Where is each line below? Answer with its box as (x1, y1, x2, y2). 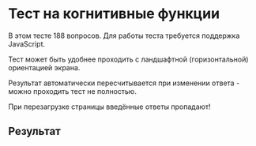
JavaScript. (8, 39, 46, 48)
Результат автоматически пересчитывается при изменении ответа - (8, 78, 240, 88)
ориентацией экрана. (8, 62, 81, 72)
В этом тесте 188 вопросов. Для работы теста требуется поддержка (8, 31, 240, 40)
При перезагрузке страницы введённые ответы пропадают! (8, 102, 211, 111)
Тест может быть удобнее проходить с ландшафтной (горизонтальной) (8, 54, 249, 64)
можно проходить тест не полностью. (8, 86, 137, 95)
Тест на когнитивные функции (8, 5, 220, 23)
